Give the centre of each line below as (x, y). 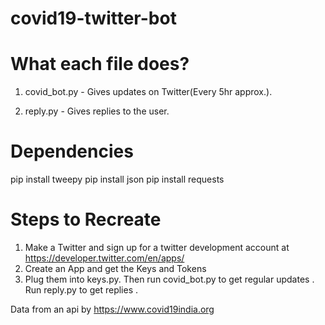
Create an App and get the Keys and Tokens (115, 268)
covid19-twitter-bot (93, 18)
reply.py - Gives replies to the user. (97, 111)
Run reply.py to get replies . (81, 290)
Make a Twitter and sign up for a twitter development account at (157, 247)
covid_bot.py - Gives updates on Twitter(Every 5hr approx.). (148, 92)
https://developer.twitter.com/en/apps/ (104, 258)
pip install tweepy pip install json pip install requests (117, 179)
